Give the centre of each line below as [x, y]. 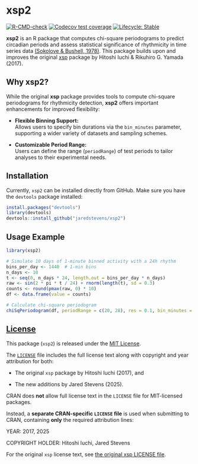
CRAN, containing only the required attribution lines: [70, 419]
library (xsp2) [24, 250]
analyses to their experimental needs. [60, 157]
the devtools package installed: [44, 196]
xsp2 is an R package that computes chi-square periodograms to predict [95, 38]
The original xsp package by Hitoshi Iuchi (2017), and [79, 373]
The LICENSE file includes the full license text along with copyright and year [97, 355]
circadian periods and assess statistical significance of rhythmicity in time [96, 45]
